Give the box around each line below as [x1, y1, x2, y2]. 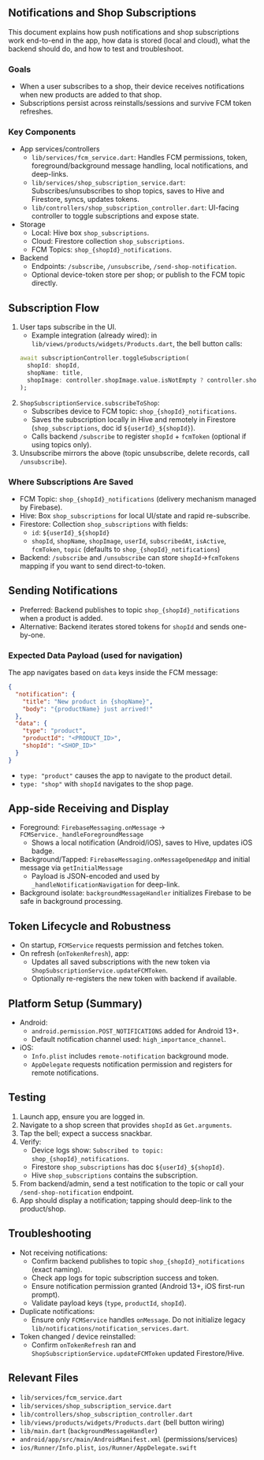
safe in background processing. [19, 897, 123, 906]
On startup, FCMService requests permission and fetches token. [19, 940, 225, 950]
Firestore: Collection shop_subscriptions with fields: [19, 519, 188, 528]
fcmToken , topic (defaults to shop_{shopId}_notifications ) [31, 544, 221, 554]
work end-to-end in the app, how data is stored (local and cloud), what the [8, 35, 251, 45]
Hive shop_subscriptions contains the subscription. [31, 1171, 199, 1180]
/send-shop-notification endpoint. [19, 1187, 134, 1197]
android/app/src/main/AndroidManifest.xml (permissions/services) [19, 1434, 238, 1443]
